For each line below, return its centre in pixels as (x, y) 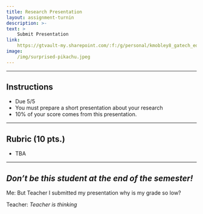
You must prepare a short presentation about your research (89, 108)
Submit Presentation (43, 34)
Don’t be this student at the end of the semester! (100, 178)
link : (13, 40)
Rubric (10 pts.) (36, 139)
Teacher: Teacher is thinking (42, 205)
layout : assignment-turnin (40, 18)
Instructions (30, 87)
